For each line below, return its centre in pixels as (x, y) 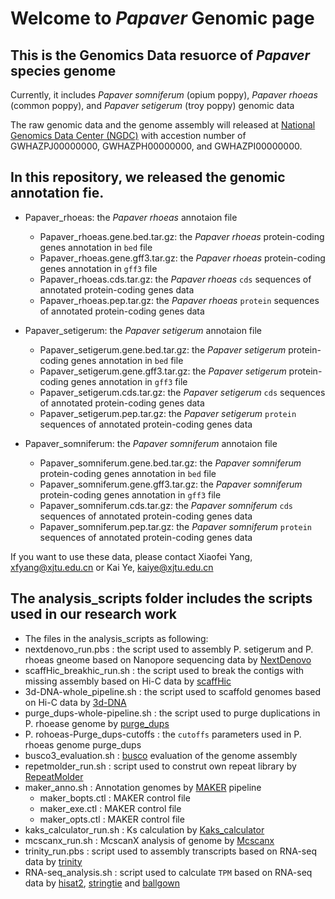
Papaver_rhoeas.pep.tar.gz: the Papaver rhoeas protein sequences (179, 300)
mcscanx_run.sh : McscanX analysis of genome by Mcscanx (149, 840)
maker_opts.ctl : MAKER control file (112, 819)
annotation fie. (57, 193)
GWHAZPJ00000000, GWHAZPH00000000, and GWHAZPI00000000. (156, 146)
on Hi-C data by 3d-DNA (75, 702)
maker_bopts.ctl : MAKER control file (115, 798)
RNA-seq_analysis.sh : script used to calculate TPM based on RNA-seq (168, 872)
